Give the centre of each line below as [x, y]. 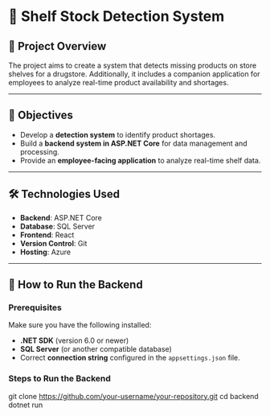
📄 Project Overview [57, 46]
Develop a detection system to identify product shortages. [117, 134]
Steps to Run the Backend [59, 379]
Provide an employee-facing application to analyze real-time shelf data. [140, 160]
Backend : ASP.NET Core [61, 217]
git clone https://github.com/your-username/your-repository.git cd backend [133, 396]
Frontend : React [47, 235]
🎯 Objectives [41, 115]
